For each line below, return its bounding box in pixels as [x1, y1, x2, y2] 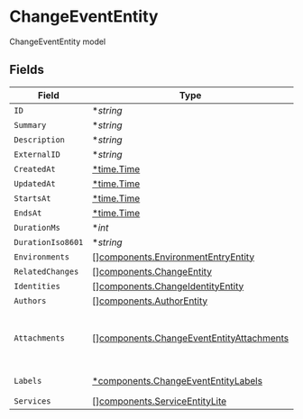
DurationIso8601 [14, 237, 84, 247]
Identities [14, 281, 60, 291]
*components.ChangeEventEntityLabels [91, 374, 263, 387]
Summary [14, 120, 47, 130]
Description [14, 134, 66, 145]
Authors [14, 296, 47, 305]
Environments [14, 251, 70, 262]
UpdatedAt [14, 178, 56, 188]
